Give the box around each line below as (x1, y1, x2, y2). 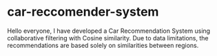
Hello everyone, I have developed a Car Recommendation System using (7, 27, 211, 35)
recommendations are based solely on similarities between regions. (7, 41, 199, 49)
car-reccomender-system (7, 4, 159, 20)
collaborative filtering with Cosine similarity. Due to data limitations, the (7, 33, 209, 42)
